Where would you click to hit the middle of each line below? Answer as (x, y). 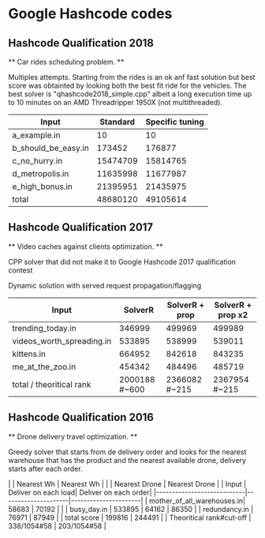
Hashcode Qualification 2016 (81, 418)
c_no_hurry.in (37, 161)
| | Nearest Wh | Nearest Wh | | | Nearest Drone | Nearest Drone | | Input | (127, 483)
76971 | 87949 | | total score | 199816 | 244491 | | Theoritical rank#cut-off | (130, 517)
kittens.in (29, 354)
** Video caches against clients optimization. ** (86, 246)
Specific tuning (175, 122)
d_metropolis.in (41, 173)
